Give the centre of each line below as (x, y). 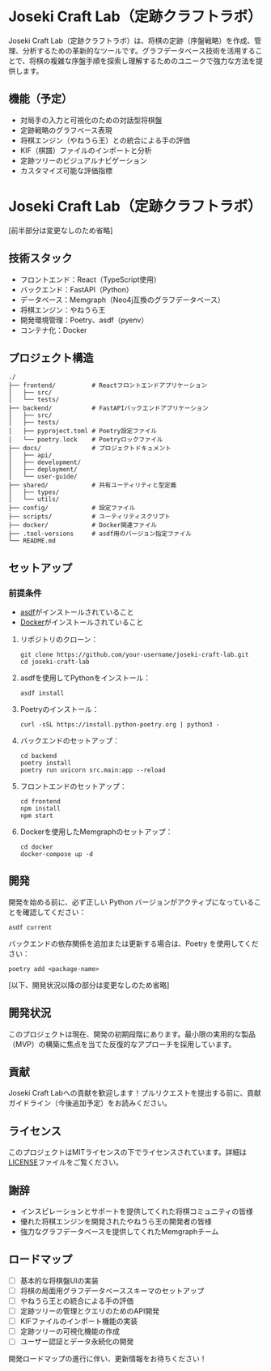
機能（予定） (40, 99)
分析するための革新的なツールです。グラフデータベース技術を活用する (139, 50)
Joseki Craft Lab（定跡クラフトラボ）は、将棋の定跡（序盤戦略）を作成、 (131, 40)
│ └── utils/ (34, 500)
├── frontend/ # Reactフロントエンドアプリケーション (108, 385)
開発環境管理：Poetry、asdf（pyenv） (84, 320)
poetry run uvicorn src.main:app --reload (93, 770)
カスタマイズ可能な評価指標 (66, 170)
